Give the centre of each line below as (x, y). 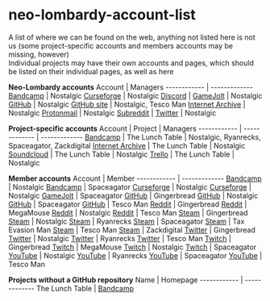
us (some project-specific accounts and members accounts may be (121, 45)
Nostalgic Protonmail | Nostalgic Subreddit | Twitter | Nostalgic (112, 113)
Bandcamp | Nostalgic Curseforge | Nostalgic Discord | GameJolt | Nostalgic (135, 95)
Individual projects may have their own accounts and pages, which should (131, 63)
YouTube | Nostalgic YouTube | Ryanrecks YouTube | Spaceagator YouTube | (135, 255)
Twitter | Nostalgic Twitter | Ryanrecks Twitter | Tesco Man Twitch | (120, 238)
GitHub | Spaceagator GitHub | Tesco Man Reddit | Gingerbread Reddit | (128, 204)
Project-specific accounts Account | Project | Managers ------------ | (125, 128)
